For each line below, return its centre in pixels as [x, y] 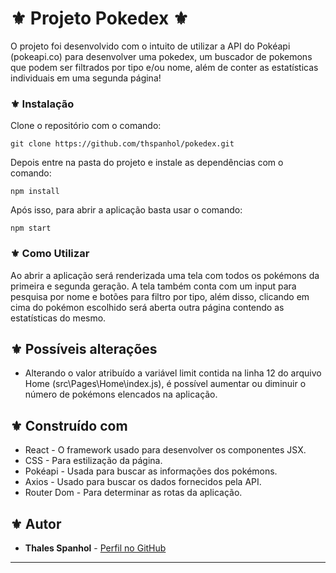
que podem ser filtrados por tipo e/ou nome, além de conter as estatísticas [164, 67]
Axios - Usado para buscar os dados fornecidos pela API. [143, 482]
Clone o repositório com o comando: [86, 126]
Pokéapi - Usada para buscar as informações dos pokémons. [151, 471]
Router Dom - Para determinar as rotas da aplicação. [133, 493]
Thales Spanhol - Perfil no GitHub [95, 548]
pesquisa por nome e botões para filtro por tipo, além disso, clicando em [160, 296]
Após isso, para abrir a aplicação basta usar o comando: [126, 210]
